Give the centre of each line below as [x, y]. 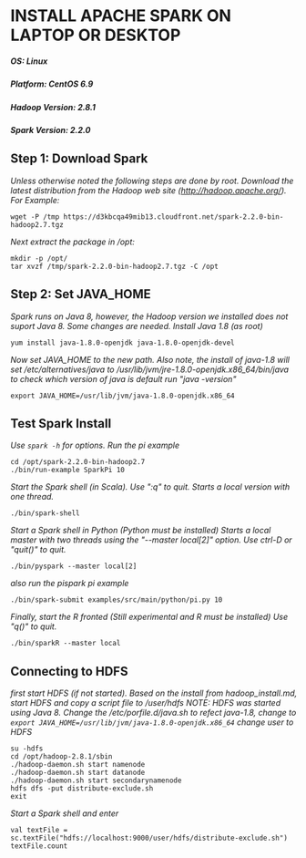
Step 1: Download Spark [79, 159]
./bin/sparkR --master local [66, 644]
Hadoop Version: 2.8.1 [53, 107]
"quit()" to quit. [38, 550]
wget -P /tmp [35, 217]
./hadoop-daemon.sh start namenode [78, 765]
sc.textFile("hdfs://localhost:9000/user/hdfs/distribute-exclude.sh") [149, 838]
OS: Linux [29, 61]
